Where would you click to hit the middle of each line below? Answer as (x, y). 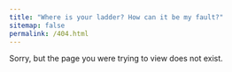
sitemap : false (37, 25)
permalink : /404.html (49, 33)
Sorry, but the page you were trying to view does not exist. (116, 59)
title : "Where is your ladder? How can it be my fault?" (116, 17)
